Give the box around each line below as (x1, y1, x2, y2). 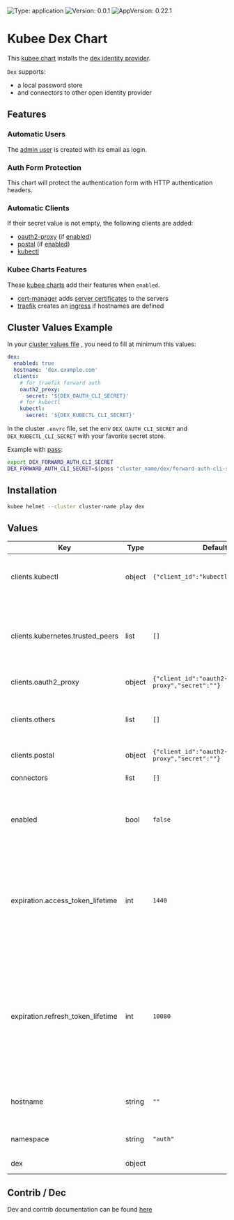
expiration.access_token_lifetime (10, 896, 118, 905)
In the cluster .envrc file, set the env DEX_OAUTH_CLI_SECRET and (7, 425, 188, 433)
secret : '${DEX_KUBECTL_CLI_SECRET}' (25, 412, 136, 419)
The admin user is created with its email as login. (7, 145, 148, 153)
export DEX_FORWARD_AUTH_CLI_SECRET (7, 459, 114, 466)
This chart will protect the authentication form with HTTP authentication (7, 178, 213, 187)
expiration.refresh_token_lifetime (10, 1012, 118, 1022)
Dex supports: (7, 67, 46, 76)
